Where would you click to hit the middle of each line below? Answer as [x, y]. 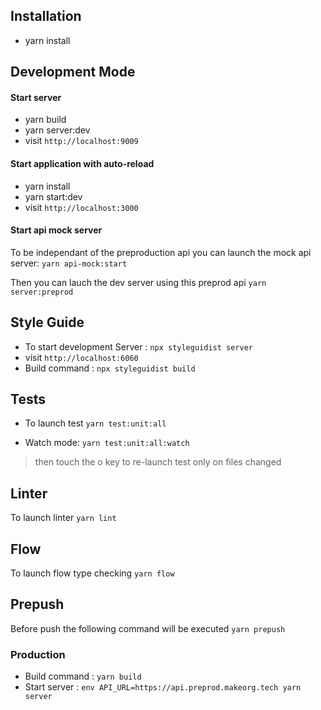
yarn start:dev [53, 196]
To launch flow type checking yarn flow [92, 573]
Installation [46, 16]
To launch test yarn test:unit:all [95, 423]
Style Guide [47, 322]
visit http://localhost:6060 [81, 357]
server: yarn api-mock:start [69, 263]
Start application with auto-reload [82, 163]
